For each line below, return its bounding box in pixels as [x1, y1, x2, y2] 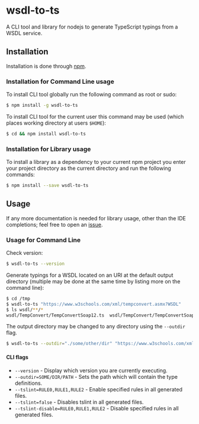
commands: [6, 171, 36, 178]
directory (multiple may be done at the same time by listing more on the [6, 277, 181, 285]
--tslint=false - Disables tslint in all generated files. [14, 398, 144, 406]
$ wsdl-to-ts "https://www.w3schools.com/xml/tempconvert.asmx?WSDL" [6, 301, 182, 307]
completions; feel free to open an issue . [6, 221, 103, 228]
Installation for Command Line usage [6, 77, 114, 86]
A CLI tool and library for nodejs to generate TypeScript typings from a [6, 23, 178, 30]
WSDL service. [6, 29, 43, 36]
